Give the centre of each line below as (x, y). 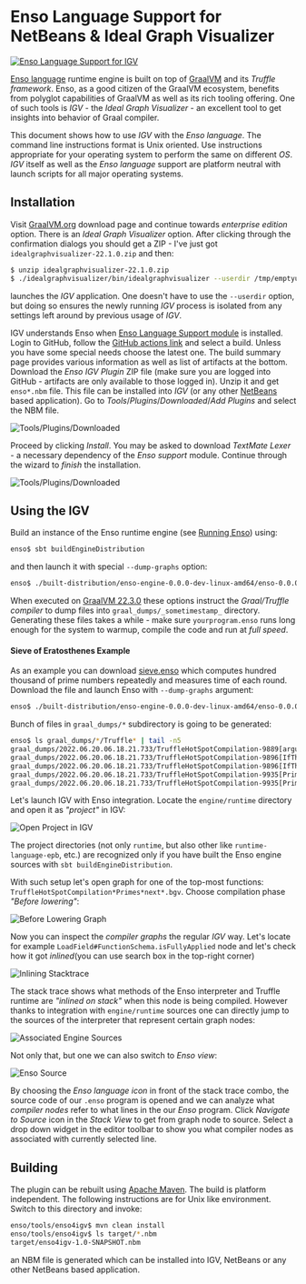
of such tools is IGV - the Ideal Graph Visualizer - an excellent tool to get (146, 107)
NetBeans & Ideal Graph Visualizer (143, 36)
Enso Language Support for (116, 17)
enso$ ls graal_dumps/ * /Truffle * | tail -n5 (96, 741)
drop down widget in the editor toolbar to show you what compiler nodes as (152, 1129)
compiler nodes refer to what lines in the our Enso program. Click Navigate (150, 1110)
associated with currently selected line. (84, 1139)
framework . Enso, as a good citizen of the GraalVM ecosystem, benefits (145, 88)
